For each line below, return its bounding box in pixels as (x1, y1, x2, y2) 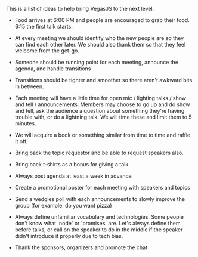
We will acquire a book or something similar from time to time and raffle (14, 131, 191, 138)
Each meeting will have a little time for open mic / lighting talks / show (14, 95, 187, 101)
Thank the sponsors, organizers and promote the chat (14, 244, 148, 251)
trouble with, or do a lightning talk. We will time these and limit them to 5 (14, 113, 192, 120)
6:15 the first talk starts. (14, 23, 73, 30)
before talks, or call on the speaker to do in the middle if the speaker (14, 226, 183, 233)
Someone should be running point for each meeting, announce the (14, 59, 179, 66)
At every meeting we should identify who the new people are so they (14, 35, 184, 41)
